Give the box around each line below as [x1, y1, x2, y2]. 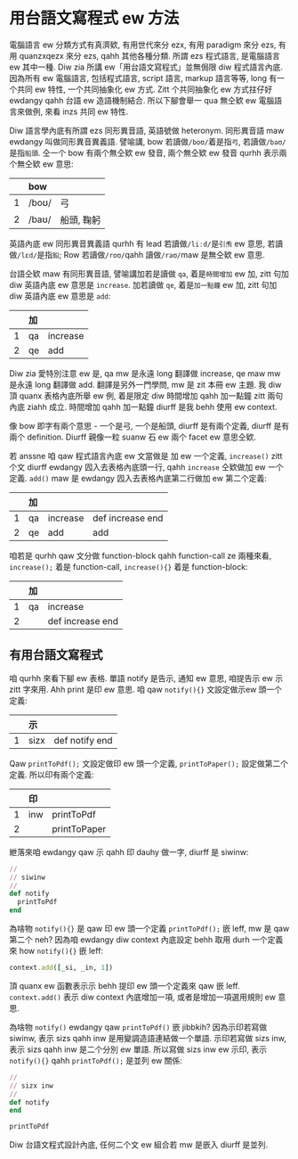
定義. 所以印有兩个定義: [9, 769, 95, 780]
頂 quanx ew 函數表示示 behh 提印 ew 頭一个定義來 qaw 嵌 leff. [9, 980, 240, 990]
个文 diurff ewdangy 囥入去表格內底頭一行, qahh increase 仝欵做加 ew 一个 [9, 461, 284, 473]
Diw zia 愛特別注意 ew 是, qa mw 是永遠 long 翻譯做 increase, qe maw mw [9, 367, 281, 379]
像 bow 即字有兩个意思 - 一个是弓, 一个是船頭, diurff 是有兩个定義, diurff [9, 420, 272, 431]
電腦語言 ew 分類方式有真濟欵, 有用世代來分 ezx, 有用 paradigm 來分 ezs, [9, 39, 277, 50]
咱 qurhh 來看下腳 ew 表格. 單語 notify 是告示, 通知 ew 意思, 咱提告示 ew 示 [9, 672, 283, 683]
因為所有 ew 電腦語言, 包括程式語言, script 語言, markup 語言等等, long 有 [9, 72, 278, 83]
